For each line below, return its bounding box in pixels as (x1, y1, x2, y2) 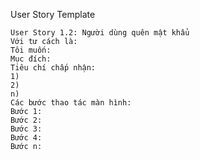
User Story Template (10, 9, 96, 20)
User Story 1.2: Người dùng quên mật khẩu (10, 28, 190, 38)
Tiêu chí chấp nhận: (10, 63, 97, 73)
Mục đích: (10, 54, 52, 64)
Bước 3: (10, 124, 43, 134)
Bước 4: (10, 133, 43, 143)
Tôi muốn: (10, 45, 52, 55)
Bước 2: (10, 115, 43, 125)
